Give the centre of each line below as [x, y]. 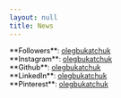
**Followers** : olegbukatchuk [60, 50]
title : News [31, 26]
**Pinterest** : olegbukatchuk [59, 84]
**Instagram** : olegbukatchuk [61, 59]
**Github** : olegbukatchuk [55, 67]
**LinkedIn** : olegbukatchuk [58, 75]
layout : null [34, 17]
